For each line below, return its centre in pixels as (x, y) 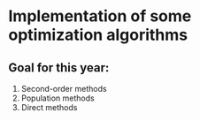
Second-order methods (64, 89)
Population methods (58, 98)
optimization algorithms (98, 35)
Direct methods (49, 107)
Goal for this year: (59, 67)
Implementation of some (100, 16)
